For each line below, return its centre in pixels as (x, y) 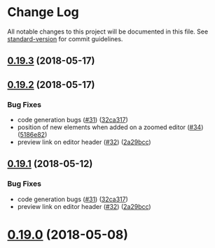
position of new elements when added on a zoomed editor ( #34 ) (110, 127)
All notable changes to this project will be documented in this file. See (108, 31)
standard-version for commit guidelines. (65, 38)
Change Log (43, 12)
